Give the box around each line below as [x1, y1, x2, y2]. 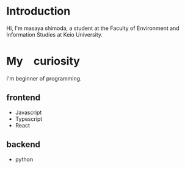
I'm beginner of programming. [6, 74, 82, 82]
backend [6, 139, 41, 150]
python [15, 156, 34, 163]
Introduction [6, 4, 71, 18]
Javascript [15, 109, 42, 116]
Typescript [15, 115, 43, 123]
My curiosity [6, 54, 81, 68]
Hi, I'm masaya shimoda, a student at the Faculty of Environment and [6, 24, 180, 32]
